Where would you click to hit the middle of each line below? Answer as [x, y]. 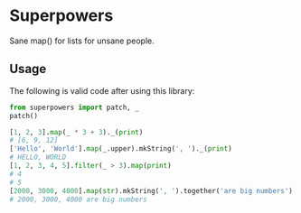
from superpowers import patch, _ [75, 107]
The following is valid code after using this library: [102, 90]
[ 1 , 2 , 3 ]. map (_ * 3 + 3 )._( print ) [76, 132]
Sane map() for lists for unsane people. [82, 41]
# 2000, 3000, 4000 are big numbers [78, 199]
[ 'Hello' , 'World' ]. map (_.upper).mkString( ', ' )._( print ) [121, 149]
